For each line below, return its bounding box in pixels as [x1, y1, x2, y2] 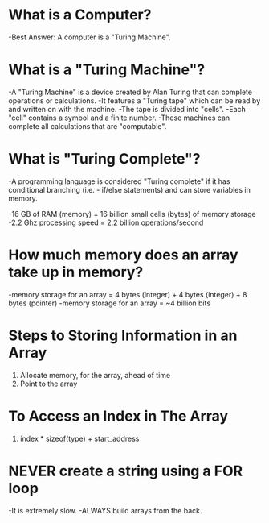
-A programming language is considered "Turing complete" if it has [8, 176, 230, 186]
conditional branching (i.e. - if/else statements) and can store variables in [8, 185, 251, 194]
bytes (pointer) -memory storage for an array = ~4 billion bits [8, 298, 211, 308]
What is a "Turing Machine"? [8, 60, 206, 79]
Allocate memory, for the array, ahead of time [19, 370, 171, 380]
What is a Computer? [8, 6, 152, 24]
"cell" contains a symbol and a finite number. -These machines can [8, 113, 230, 122]
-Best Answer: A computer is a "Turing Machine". [8, 32, 171, 42]
